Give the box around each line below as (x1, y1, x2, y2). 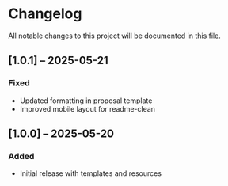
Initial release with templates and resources (19, 169, 162, 178)
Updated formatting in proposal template (19, 96, 153, 105)
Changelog (8, 5, 82, 23)
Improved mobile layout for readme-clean (19, 104, 156, 113)
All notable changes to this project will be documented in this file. (8, 31, 222, 40)
